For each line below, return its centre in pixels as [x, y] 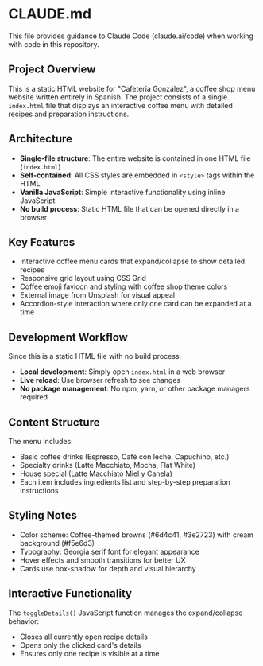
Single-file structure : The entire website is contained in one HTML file [135, 158]
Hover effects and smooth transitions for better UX [102, 560]
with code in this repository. [54, 44]
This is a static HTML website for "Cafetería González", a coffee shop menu [132, 88]
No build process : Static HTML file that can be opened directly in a [130, 208]
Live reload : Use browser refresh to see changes [100, 380]
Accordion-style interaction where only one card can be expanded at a [135, 304]
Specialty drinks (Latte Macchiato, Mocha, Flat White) [108, 465]
